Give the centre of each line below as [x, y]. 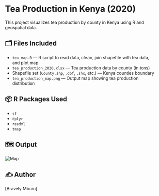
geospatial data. [21, 27]
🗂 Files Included [31, 43]
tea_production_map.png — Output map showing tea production [75, 78]
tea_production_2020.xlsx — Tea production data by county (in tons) [81, 68]
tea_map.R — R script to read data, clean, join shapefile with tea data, [81, 57]
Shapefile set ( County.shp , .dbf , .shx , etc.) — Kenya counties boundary [83, 73]
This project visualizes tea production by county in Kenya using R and [75, 22]
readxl [19, 124]
